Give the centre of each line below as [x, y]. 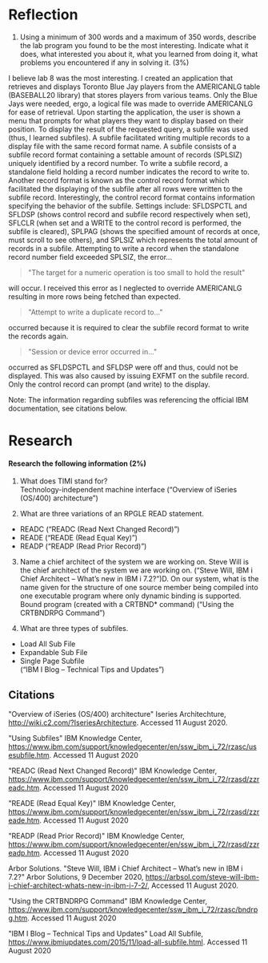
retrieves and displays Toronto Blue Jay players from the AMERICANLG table [134, 87]
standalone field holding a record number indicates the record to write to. [129, 172]
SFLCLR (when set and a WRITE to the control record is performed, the [125, 223]
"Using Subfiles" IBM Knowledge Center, [75, 738]
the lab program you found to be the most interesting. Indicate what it [134, 45]
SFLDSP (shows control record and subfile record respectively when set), [129, 214]
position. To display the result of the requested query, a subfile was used [128, 129]
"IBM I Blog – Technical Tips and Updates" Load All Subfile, [106, 934]
